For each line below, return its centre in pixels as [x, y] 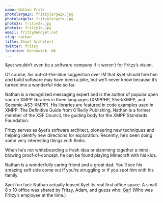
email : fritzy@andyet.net [31, 32]
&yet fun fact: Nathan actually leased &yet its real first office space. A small [81, 184]
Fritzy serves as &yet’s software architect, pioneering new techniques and [80, 130]
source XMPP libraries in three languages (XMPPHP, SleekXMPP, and [75, 99]
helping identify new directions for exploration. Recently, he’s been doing [79, 135]
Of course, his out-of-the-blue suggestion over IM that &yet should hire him [81, 74]
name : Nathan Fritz [25, 10]
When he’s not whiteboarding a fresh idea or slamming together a [71, 150]
